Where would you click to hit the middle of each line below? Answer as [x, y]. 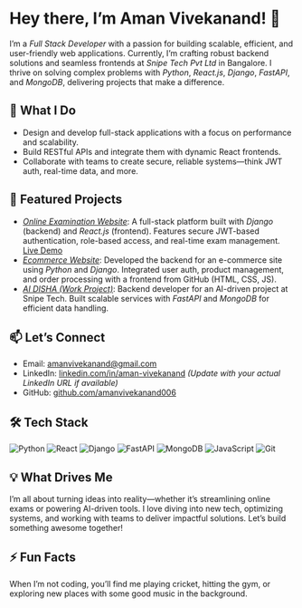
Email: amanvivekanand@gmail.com [90, 364]
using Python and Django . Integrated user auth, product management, [153, 269]
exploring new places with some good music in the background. [128, 594]
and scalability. [50, 142]
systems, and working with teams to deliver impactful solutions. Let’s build [148, 518]
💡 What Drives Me [61, 477]
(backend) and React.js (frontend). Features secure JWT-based [141, 231]
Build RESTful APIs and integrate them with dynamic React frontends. [151, 151]
